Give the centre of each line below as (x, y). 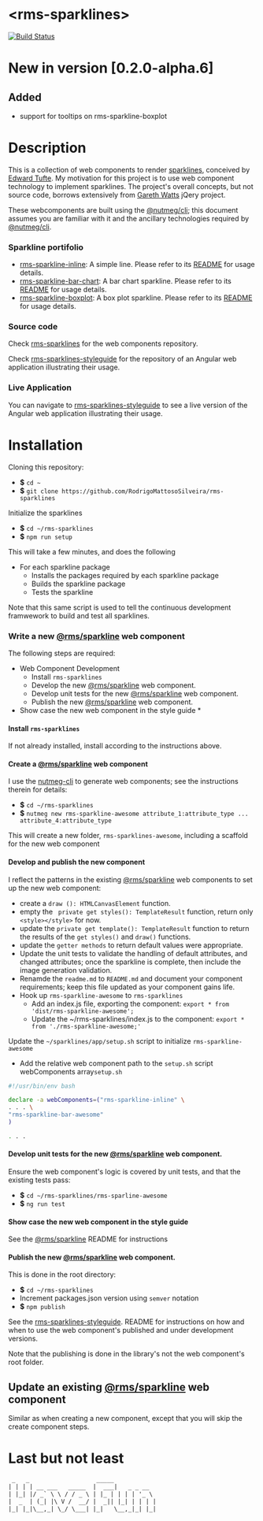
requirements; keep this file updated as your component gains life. (127, 987)
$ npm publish (42, 1307)
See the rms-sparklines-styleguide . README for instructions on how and (126, 1322)
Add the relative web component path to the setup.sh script (116, 1063)
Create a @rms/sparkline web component (78, 764)
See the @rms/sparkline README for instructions (88, 1239)
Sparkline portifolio (46, 247)
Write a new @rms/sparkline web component (96, 636)
